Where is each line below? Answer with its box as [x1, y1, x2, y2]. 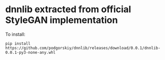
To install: [5, 31, 25, 37]
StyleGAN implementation [5, 14, 118, 26]
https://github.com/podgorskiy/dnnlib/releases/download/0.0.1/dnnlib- [5, 45, 160, 50]
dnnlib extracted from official [5, 4, 131, 15]
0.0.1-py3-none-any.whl [5, 50, 56, 55]
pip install [5, 41, 31, 46]
